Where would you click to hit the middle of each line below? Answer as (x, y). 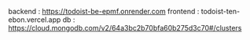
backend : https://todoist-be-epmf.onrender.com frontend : (104, 11)
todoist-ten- (221, 11)
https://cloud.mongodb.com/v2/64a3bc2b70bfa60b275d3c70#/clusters (125, 28)
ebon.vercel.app (35, 20)
